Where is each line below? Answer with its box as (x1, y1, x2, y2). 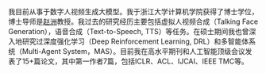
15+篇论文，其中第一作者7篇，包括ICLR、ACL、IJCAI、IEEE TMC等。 (21, 56, 249, 66)
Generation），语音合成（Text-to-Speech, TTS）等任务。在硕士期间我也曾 (8, 27, 249, 36)
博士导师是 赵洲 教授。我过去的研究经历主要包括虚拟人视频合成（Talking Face (8, 17, 259, 26)
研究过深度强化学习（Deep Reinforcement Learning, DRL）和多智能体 (21, 36, 249, 46)
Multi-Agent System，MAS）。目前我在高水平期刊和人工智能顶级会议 (21, 47, 246, 56)
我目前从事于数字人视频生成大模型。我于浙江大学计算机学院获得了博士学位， (8, 7, 259, 16)
